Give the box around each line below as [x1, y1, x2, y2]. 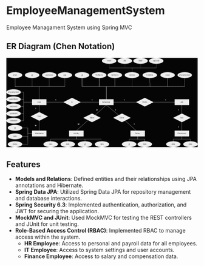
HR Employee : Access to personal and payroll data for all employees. [24, 240, 197, 247]
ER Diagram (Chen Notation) [6, 41, 115, 52]
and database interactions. [15, 195, 82, 202]
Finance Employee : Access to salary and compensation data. [24, 253, 178, 260]
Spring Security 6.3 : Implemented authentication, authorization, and [15, 201, 187, 208]
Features [6, 159, 41, 169]
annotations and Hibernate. [15, 182, 84, 189]
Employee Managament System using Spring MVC [6, 24, 132, 31]
